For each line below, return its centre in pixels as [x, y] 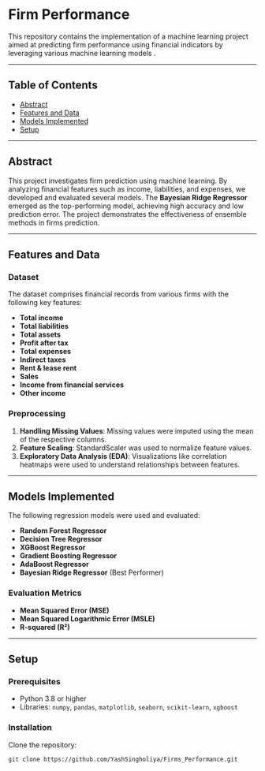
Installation [30, 728]
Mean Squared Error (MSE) [64, 610]
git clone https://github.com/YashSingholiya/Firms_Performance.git [123, 759]
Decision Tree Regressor [61, 539]
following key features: [45, 303]
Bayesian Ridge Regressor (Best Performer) [91, 572]
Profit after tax [44, 343]
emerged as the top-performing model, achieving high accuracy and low [126, 206]
